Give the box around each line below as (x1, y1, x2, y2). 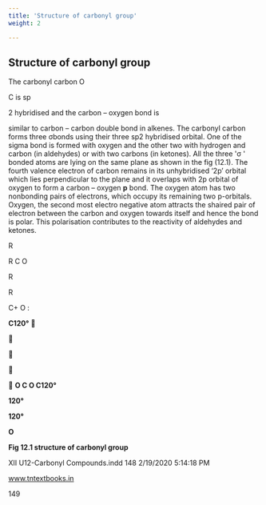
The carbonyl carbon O (8, 77, 85, 86)
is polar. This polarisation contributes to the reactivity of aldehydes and (8, 217, 242, 226)
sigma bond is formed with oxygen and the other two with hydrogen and (8, 141, 246, 150)
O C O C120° (8, 381, 58, 391)
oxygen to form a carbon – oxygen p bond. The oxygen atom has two (8, 183, 236, 193)
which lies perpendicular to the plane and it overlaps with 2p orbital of (8, 174, 239, 184)
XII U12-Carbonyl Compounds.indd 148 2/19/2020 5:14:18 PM (8, 458, 210, 468)
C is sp (8, 93, 31, 102)
